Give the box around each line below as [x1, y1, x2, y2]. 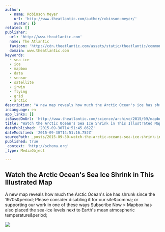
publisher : [5, 30, 27, 35]
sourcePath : [5, 135, 29, 139]
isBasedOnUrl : [5, 116, 34, 121]
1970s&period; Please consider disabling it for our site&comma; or [5, 196, 138, 202]
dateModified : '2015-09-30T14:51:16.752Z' [5, 130, 93, 135]
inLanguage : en [5, 107, 36, 113]
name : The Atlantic [9, 39, 50, 44]
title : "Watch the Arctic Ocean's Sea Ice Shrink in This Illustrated [5, 121, 153, 126]
